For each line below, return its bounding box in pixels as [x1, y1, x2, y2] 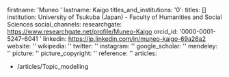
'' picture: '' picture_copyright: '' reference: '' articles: [7, 49, 157, 57]
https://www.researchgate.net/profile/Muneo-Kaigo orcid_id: [7, 27, 178, 35]
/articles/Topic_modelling [16, 63, 89, 70]
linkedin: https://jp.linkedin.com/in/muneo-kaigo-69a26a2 [43, 35, 206, 43]
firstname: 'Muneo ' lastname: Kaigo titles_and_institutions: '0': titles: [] [7, 6, 206, 14]
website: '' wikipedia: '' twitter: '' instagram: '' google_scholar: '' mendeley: [7, 42, 218, 50]
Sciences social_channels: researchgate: [7, 20, 122, 28]
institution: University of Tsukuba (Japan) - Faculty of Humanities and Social [7, 13, 222, 21]
